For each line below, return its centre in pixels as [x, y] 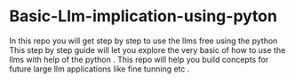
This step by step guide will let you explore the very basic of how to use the [147, 49]
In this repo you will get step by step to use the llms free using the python [144, 41]
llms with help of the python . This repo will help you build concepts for [139, 59]
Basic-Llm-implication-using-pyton [144, 16]
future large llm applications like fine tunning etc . [100, 69]
